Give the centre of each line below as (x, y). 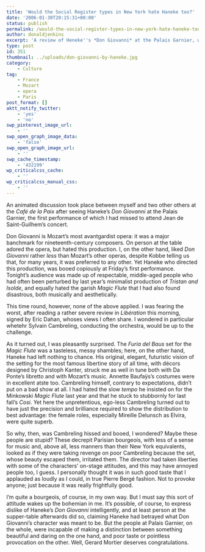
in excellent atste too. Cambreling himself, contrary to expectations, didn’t (99, 383)
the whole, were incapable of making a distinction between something (95, 529)
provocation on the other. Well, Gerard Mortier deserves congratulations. (98, 542)
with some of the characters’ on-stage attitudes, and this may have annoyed (102, 465)
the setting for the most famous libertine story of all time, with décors (93, 363)
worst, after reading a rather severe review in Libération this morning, (94, 313)
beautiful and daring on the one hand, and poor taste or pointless (88, 536)
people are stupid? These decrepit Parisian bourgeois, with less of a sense (100, 440)
